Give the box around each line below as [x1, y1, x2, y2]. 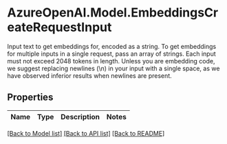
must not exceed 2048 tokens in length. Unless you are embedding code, [7, 56, 215, 65]
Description [61, 112, 100, 121]
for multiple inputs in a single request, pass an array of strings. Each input [7, 50, 217, 58]
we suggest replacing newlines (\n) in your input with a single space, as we [7, 64, 220, 72]
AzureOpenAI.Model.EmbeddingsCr [7, 5, 219, 21]
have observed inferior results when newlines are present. [7, 71, 172, 80]
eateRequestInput [7, 19, 112, 35]
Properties [7, 92, 54, 103]
